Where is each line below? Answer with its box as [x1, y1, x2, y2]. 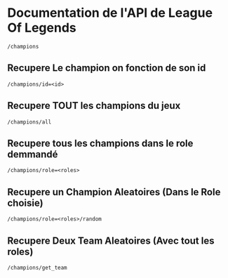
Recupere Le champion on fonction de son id [7, 62, 206, 74]
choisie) [7, 197, 43, 208]
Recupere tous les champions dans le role [7, 137, 194, 149]
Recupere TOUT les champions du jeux [7, 100, 181, 112]
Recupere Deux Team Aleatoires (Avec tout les [7, 234, 215, 246]
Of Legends [7, 20, 76, 36]
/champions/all [7, 118, 52, 126]
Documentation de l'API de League [7, 5, 213, 21]
